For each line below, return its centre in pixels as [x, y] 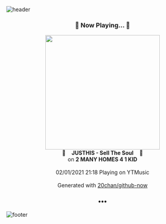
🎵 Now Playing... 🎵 [103, 25]
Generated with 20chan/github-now [103, 186]
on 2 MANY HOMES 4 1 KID [103, 159]
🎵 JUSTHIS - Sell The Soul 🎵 [103, 153]
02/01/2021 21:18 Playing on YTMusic [103, 172]
